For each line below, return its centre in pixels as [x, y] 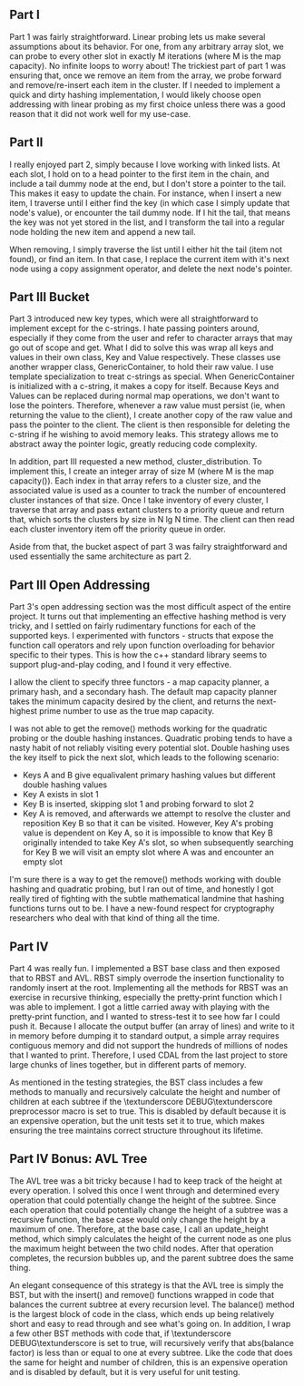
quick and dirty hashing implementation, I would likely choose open [135, 94]
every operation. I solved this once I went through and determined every [144, 1190]
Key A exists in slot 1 [60, 795]
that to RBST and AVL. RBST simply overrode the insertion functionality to [147, 978]
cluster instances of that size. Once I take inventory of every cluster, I [139, 500]
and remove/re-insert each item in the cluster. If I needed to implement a [145, 84]
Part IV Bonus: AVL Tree [78, 1159]
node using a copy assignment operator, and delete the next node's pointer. [151, 268]
